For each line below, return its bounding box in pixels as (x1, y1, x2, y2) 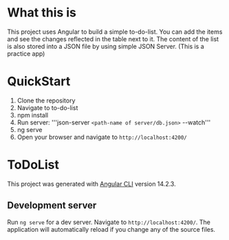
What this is (7, 5, 77, 21)
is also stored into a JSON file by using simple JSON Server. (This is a (7, 42, 204, 50)
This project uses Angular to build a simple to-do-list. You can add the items (7, 28, 223, 36)
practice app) (7, 50, 45, 58)
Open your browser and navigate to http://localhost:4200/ (17, 133, 187, 141)
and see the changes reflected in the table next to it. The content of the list (7, 34, 219, 43)
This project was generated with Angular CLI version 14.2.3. (7, 179, 177, 188)
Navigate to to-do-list (17, 103, 78, 111)
